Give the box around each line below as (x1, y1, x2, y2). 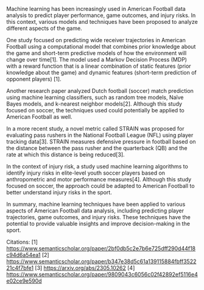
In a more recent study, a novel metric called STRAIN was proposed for (6, 125, 185, 132)
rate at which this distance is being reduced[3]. (6, 151, 125, 158)
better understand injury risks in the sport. (6, 189, 113, 196)
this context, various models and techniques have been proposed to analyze (6, 18, 198, 25)
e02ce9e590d (6, 277, 42, 285)
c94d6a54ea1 (6, 252, 41, 258)
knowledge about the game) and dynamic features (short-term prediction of (6, 69, 197, 76)
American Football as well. (6, 113, 72, 120)
